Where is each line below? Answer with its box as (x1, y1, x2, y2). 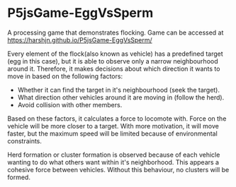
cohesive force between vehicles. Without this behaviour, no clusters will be (7, 165, 230, 174)
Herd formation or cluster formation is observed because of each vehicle (7, 150, 220, 159)
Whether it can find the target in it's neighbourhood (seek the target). (17, 85, 220, 94)
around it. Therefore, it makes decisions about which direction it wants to (7, 64, 220, 73)
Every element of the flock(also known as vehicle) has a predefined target (7, 49, 223, 58)
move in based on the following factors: (7, 72, 123, 80)
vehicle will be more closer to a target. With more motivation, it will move (7, 121, 220, 130)
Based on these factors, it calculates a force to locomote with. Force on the (7, 114, 227, 123)
